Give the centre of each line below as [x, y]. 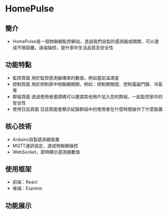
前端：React [25, 182]
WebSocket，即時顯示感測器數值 [46, 152]
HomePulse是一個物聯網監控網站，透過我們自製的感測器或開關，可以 [83, 41]
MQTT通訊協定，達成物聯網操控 [45, 145]
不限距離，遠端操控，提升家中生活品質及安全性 [65, 47]
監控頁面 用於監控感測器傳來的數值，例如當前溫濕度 [65, 77]
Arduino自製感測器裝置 [36, 139]
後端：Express [27, 188]
